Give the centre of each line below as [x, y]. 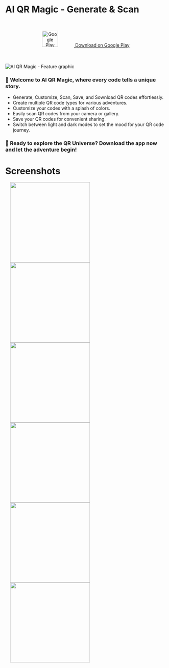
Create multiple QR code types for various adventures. [70, 103]
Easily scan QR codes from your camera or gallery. [66, 114]
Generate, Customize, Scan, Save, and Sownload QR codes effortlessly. [88, 97]
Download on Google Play [102, 45]
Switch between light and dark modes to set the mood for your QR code [88, 124]
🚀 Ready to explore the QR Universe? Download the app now [81, 143]
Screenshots [33, 171]
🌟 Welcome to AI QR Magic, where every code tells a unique [81, 80]
